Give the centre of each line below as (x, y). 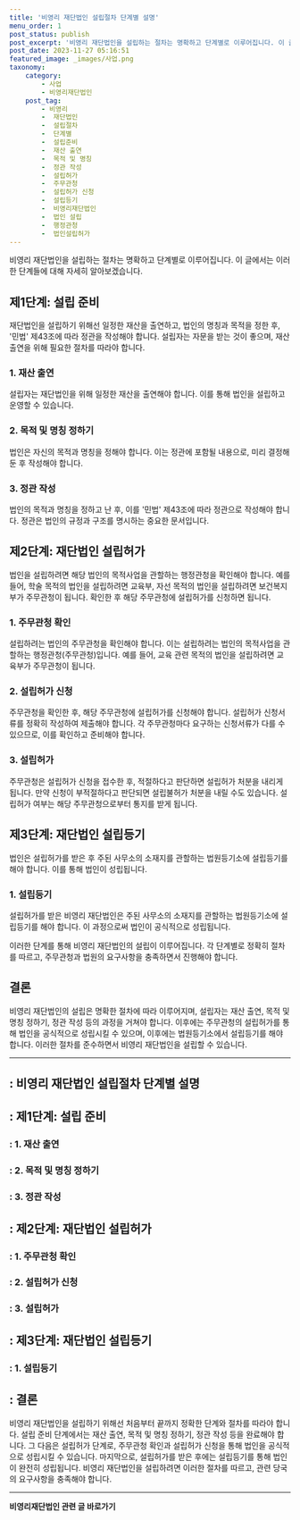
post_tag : (44, 101)
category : (44, 76)
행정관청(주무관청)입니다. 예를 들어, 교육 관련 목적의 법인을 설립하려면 (154, 655)
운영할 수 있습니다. (42, 405)
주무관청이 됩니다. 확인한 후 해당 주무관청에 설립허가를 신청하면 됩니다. (148, 597)
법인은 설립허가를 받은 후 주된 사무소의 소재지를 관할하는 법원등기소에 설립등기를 (149, 858)
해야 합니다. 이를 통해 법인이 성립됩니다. (78, 869)
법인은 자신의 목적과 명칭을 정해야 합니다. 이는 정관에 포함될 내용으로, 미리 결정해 (150, 451)
